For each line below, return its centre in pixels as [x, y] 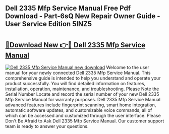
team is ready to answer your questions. [47, 126]
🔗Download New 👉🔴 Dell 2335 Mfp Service [75, 45]
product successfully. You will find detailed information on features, [75, 83]
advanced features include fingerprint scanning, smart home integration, [81, 105]
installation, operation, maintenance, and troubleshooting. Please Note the [82, 89]
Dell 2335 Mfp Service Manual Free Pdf [68, 8]
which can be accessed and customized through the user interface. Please [83, 116]
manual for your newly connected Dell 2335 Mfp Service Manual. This [78, 73]
